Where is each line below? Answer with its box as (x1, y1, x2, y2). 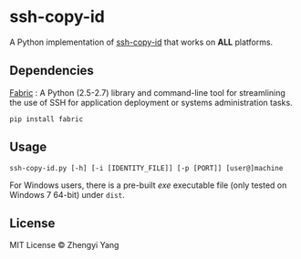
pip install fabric (9, 114, 84, 124)
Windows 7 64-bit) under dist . (9, 189, 125, 200)
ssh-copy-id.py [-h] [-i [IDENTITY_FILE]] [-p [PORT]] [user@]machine (9, 163, 284, 172)
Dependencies (9, 63, 94, 78)
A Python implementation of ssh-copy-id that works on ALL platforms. (9, 36, 274, 47)
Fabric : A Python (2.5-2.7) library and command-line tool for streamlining (9, 87, 285, 98)
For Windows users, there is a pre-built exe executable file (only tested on (9, 180, 287, 191)
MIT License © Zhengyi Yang (9, 240, 119, 251)
